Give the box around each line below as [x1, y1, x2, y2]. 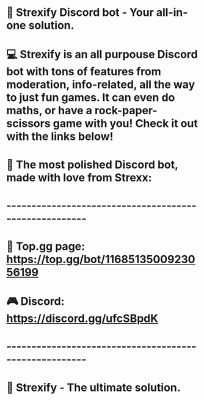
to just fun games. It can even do [6, 91, 175, 104]
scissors [6, 117, 51, 131]
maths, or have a [6, 104, 93, 118]
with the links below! [6, 129, 114, 144]
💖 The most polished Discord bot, [6, 158, 178, 172]
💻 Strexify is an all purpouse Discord [6, 48, 198, 62]
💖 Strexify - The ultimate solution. [6, 380, 181, 395]
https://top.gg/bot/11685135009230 [6, 252, 195, 266]
